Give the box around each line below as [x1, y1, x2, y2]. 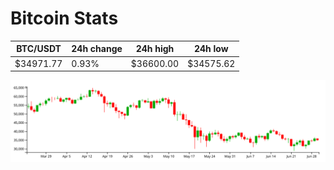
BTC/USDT [16, 43, 62, 55]
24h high [135, 43, 175, 55]
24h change [71, 43, 123, 55]
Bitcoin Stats [10, 7, 119, 30]
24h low [193, 43, 229, 55]
